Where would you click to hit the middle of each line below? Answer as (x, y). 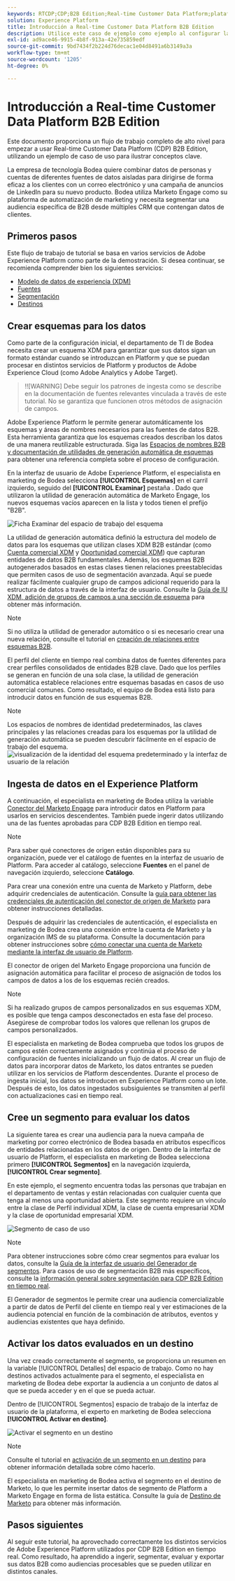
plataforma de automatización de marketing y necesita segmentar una (108, 199)
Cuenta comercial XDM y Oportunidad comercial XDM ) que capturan (106, 552)
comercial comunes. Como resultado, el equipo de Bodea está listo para (111, 690)
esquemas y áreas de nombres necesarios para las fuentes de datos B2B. (114, 430)
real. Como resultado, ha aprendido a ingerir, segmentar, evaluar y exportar (116, 1556)
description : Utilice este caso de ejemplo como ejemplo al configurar (114, 33)
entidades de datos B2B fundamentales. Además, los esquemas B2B (106, 560)
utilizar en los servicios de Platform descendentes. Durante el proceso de (113, 1073)
